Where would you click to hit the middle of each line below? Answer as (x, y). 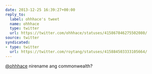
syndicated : (18, 42)
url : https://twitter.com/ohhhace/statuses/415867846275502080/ (79, 33)
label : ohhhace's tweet (34, 19)
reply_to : (16, 14)
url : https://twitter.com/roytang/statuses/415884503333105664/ (79, 51)
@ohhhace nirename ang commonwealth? (49, 66)
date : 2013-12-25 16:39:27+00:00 (40, 10)
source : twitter (22, 38)
